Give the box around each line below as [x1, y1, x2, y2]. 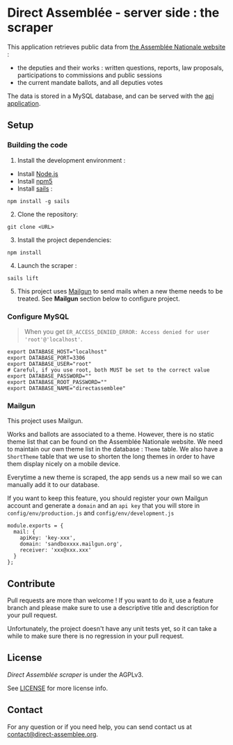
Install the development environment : [17, 156, 126, 164]
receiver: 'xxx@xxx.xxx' [19, 547, 92, 554]
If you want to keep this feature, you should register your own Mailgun [7, 494, 209, 502]
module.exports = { [7, 522, 64, 529]
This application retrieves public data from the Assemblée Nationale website [7, 42, 226, 51]
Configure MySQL [7, 312, 70, 321]
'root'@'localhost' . [24, 335, 83, 343]
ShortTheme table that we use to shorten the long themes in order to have [7, 452, 216, 460]
